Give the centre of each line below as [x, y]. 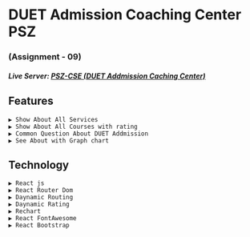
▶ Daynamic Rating [39, 205]
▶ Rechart [25, 211]
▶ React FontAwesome [43, 219]
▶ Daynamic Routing [41, 198]
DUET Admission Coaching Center [125, 15]
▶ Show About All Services [53, 119]
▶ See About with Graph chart [59, 141]
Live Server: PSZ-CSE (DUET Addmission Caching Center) [107, 76]
